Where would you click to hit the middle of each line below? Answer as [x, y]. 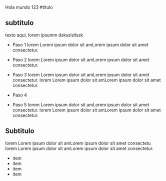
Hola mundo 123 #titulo [29, 7]
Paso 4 [20, 95]
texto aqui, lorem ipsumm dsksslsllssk [44, 35]
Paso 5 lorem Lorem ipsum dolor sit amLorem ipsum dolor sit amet [81, 104]
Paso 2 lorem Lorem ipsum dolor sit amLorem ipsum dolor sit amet [81, 59]
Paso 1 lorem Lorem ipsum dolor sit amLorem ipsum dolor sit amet [80, 44]
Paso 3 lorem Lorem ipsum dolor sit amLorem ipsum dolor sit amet [81, 74]
